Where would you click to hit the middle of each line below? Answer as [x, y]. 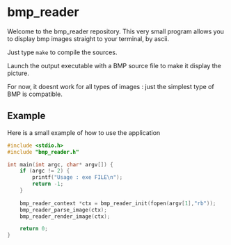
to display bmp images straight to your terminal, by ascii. [88, 38]
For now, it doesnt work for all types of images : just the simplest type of [111, 86]
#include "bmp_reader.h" [43, 152]
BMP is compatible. [35, 94]
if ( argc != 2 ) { [45, 171]
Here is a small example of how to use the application [84, 132]
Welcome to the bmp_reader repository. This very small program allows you [116, 31]
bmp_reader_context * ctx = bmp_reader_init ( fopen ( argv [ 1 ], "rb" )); [118, 203]
